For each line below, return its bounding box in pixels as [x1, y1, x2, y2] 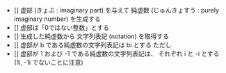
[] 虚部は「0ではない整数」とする [13, 24, 110, 31]
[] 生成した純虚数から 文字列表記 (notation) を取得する [13, 32, 169, 40]
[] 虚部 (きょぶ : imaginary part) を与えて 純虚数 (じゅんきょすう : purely [13, 6, 220, 14]
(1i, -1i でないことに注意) [13, 58, 83, 66]
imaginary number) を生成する [13, 15, 101, 23]
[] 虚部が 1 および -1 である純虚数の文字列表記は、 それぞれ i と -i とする [13, 49, 220, 58]
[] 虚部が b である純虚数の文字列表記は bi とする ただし [13, 41, 172, 49]
